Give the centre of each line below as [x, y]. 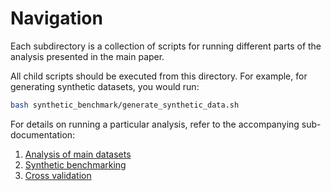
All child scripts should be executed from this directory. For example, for [159, 76]
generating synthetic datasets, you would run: [105, 86]
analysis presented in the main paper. [87, 56]
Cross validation [58, 175]
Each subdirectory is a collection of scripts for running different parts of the [166, 46]
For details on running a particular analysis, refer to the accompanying [155, 124]
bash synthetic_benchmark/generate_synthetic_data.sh [125, 105]
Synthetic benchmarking [75, 164]
